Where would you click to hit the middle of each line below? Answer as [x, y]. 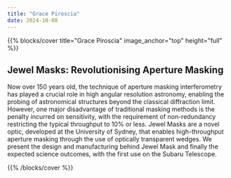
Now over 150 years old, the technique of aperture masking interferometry [115, 87]
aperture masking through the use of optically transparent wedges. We [110, 139]
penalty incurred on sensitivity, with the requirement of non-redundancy [112, 117]
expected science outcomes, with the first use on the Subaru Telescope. [112, 154]
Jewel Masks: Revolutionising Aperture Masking [115, 70]
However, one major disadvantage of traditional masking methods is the [111, 109]
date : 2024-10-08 [33, 20]
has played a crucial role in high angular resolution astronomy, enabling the [116, 94]
